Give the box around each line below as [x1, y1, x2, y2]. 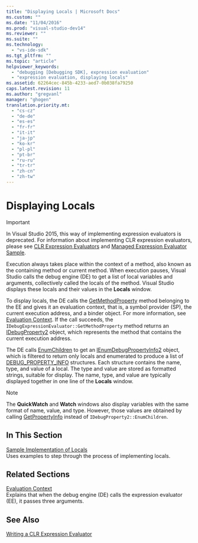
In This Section [6, 430, 63, 441]
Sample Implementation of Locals [6, 446, 87, 453]
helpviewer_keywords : [6, 63, 60, 70]
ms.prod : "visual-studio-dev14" [6, 25, 86, 31]
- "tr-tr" [11, 163, 35, 169]
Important [6, 218, 30, 225]
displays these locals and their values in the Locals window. [6, 285, 152, 293]
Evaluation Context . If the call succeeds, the [6, 316, 113, 323]
